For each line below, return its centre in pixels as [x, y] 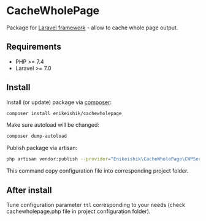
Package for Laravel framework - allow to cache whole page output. [92, 28]
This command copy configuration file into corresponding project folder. [97, 171]
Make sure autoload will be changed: [53, 125]
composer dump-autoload [37, 136]
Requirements [34, 47]
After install [29, 190]
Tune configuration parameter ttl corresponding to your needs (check [96, 205]
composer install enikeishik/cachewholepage [64, 113]
